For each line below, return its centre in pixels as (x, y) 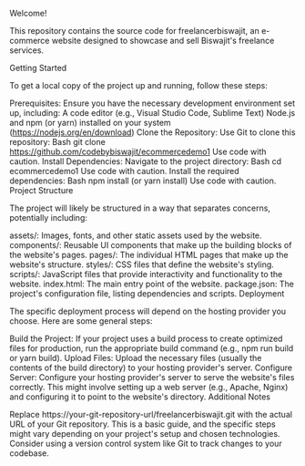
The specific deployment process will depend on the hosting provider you (148, 311)
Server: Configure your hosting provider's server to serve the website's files (152, 377)
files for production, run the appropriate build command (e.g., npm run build (152, 348)
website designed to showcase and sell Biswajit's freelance (163, 41)
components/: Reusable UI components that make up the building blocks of (151, 245)
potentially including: (49, 217)
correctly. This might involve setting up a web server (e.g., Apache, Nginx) (149, 387)
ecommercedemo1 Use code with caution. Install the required (124, 171)
